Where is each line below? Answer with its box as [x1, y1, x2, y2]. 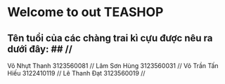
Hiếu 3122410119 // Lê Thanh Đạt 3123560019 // [7, 69, 146, 77]
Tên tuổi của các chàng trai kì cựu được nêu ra [7, 32, 213, 44]
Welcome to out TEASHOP [7, 4, 164, 20]
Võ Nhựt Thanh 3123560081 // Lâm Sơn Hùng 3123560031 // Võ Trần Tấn [7, 62, 219, 70]
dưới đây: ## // [7, 43, 72, 55]
